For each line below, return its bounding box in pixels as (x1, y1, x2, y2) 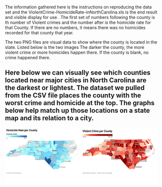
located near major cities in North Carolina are (5, 76, 147, 84)
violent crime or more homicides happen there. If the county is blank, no (5, 49, 149, 55)
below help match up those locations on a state (5, 107, 150, 115)
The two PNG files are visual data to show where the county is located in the (5, 39, 157, 45)
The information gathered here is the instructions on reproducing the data (5, 4, 152, 10)
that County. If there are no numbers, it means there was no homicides (5, 25, 146, 31)
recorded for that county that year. (5, 30, 74, 35)
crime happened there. (5, 55, 51, 60)
